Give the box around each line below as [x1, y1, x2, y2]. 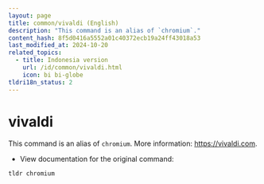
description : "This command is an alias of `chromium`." [8, 26, 201, 34]
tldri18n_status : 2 [8, 78, 73, 86]
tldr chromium [8, 170, 56, 178]
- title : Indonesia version [15, 57, 109, 65]
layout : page [8, 11, 52, 20]
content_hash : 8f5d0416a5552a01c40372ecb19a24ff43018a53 [8, 33, 201, 42]
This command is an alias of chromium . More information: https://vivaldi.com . [8, 139, 258, 148]
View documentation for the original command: [19, 155, 174, 164]
